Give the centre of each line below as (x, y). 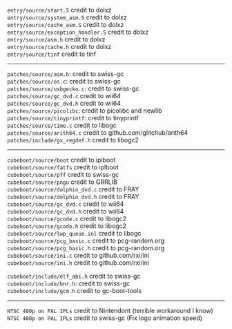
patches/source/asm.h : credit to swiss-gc (66, 74)
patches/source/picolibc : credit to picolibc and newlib (85, 111)
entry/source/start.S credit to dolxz (59, 10)
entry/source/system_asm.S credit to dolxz (67, 17)
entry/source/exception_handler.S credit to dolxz (78, 32)
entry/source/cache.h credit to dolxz (59, 47)
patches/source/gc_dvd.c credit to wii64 (64, 96)
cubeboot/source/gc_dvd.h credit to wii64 (66, 211)
